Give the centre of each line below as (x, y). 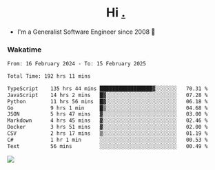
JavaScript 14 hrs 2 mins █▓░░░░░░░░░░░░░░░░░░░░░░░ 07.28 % (107, 95)
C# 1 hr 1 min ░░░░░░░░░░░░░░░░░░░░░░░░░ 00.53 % (107, 140)
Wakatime (24, 50)
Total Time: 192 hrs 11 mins (49, 76)
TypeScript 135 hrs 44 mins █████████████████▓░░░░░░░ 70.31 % (107, 88)
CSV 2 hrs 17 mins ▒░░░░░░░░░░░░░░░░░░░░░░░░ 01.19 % (107, 134)
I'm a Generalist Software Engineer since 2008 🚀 (86, 32)
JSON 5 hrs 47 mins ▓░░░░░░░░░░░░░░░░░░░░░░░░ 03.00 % (107, 114)
